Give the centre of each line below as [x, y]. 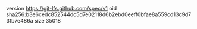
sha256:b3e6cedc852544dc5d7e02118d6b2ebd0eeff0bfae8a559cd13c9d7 [99, 14]
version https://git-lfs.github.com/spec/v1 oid [62, 8]
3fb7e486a [20, 21]
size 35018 [48, 21]
